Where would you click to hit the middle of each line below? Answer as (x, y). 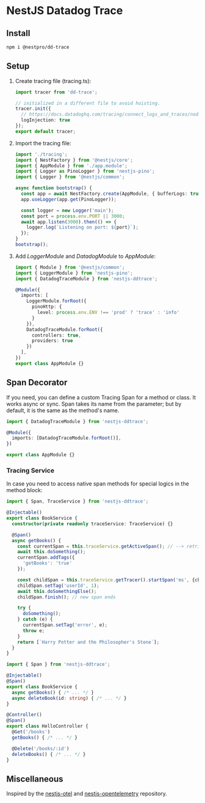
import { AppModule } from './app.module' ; (71, 165)
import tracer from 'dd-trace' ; (56, 92)
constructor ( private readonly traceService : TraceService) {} (92, 524)
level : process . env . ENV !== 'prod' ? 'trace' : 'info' (109, 313)
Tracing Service (31, 470)
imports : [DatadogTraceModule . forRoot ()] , (67, 438)
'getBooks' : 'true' (47, 563)
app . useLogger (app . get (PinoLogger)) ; (69, 199)
